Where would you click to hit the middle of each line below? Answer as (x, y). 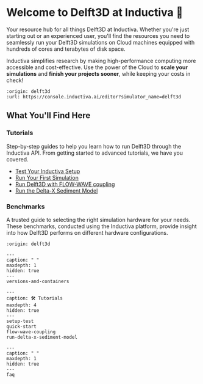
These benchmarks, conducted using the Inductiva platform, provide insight (101, 226)
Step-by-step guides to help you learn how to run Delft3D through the (94, 146)
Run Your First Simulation (47, 177)
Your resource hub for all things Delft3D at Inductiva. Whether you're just (98, 29)
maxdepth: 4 (21, 305)
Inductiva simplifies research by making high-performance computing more (101, 61)
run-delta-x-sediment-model (42, 337)
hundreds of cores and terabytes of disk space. (66, 49)
